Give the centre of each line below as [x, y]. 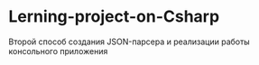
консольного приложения [58, 51]
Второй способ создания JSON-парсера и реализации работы [129, 42]
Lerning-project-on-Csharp [114, 17]
